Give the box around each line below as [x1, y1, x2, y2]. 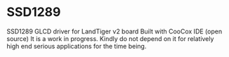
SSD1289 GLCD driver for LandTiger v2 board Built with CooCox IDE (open [6, 27, 223, 35]
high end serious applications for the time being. [6, 42, 147, 50]
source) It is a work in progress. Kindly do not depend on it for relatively [6, 34, 214, 42]
